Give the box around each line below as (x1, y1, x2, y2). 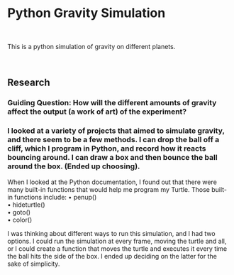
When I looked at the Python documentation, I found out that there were (7, 178, 218, 186)
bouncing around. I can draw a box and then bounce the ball (7, 153, 218, 163)
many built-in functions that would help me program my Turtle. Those (7, 185, 211, 193)
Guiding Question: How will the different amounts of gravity (7, 98, 217, 108)
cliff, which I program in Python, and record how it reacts (7, 144, 206, 153)
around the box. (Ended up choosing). (7, 161, 140, 171)
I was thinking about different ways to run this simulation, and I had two (7, 229, 216, 237)
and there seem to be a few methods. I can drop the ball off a (7, 135, 220, 145)
